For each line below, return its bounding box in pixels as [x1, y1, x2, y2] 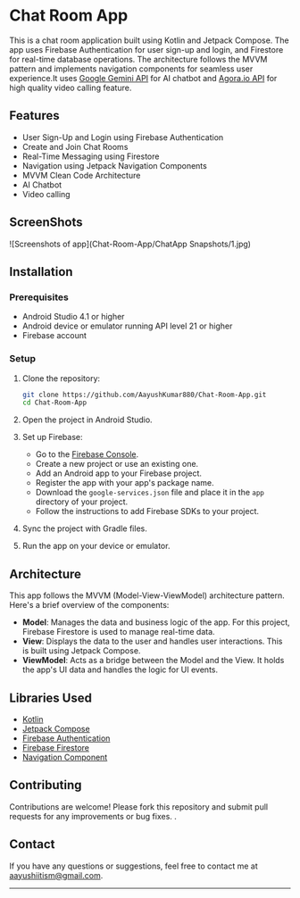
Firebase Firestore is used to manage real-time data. [21, 627, 216, 637]
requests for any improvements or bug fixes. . [9, 811, 177, 821]
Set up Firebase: [21, 432, 83, 443]
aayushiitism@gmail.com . [9, 869, 104, 880]
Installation [9, 264, 73, 279]
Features [9, 108, 60, 123]
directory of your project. [35, 496, 129, 507]
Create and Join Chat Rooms [21, 141, 129, 152]
